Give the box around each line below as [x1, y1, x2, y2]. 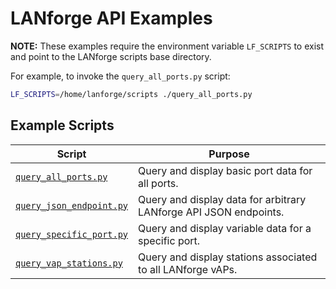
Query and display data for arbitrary [138, 192, 307, 206]
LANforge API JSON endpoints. [138, 205, 285, 219]
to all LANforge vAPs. [138, 262, 238, 276]
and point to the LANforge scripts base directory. [10, 50, 212, 62]
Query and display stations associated [138, 250, 318, 264]
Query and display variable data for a [138, 221, 312, 235]
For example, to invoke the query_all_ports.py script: [10, 70, 231, 82]
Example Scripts [10, 117, 115, 134]
